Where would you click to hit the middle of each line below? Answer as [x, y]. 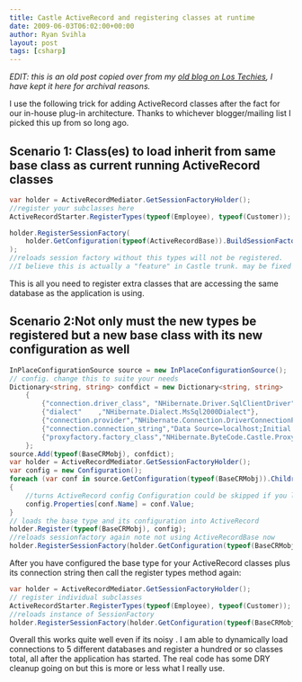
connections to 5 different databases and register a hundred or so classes [146, 650]
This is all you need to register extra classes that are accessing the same [144, 283]
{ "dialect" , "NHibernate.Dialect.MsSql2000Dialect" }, [150, 412]
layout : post [34, 43]
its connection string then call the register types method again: [125, 573]
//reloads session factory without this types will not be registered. [146, 258]
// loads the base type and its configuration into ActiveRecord [134, 521]
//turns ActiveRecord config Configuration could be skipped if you [156, 496]
